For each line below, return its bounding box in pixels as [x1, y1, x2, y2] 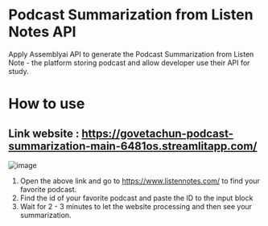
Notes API [8, 23, 76, 41]
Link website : [8, 126, 80, 140]
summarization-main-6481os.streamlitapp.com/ [8, 139, 258, 153]
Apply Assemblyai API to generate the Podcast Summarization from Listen [8, 49, 254, 59]
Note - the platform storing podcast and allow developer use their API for [8, 58, 250, 68]
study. [8, 66, 30, 76]
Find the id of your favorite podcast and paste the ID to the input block [19, 193, 254, 203]
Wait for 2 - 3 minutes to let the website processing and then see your [19, 201, 252, 211]
